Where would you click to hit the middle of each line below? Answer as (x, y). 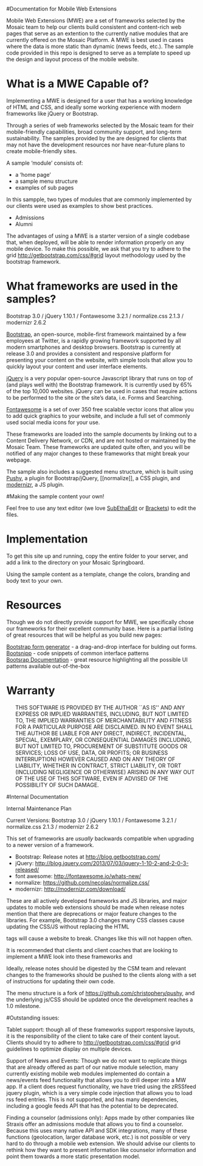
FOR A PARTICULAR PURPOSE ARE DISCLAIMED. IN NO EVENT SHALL (104, 727)
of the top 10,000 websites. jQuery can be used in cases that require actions (102, 391)
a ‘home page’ (33, 174)
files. (12, 514)
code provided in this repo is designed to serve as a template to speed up (98, 53)
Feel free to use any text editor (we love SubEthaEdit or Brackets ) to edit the (101, 508)
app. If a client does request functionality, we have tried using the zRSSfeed (101, 1086)
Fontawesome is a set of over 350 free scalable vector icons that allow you (100, 409)
